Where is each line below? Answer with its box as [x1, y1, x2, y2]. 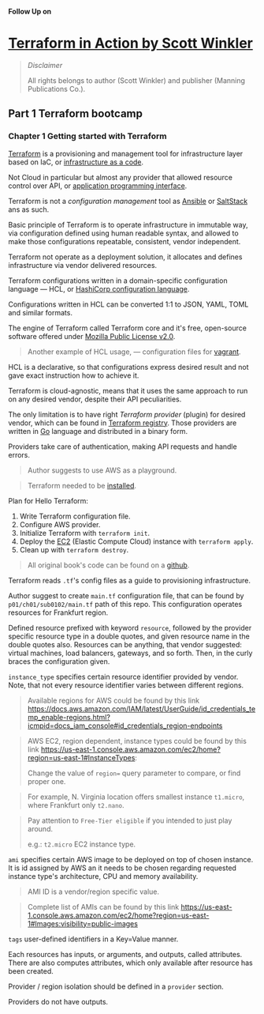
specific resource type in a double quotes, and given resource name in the [8, 631, 250, 641]
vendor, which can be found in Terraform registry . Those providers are [8, 418, 237, 428]
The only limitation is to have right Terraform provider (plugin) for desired [8, 409, 246, 419]
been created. [8, 966, 54, 975]
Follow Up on [8, 7, 52, 16]
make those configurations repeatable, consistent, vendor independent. [8, 236, 241, 246]
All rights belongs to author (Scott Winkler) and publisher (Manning [27, 75, 246, 85]
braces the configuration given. [8, 656, 110, 666]
